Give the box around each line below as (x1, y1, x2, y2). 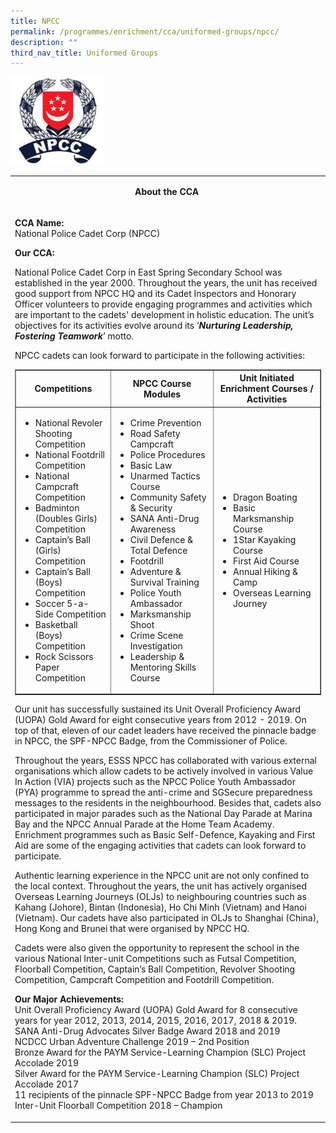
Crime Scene (129, 629, 184, 641)
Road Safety (129, 427, 181, 439)
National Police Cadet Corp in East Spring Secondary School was (14, 266, 283, 278)
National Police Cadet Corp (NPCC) (14, 227, 161, 239)
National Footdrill (34, 448, 105, 460)
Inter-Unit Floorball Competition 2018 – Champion (14, 1100, 223, 1112)
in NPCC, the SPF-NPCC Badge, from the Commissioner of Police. (14, 735, 288, 747)
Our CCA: (14, 246, 55, 259)
